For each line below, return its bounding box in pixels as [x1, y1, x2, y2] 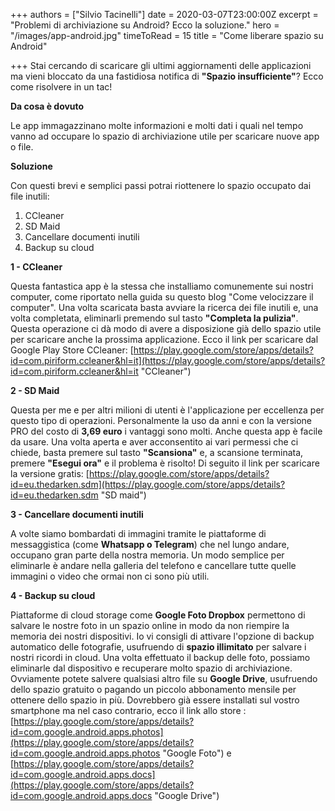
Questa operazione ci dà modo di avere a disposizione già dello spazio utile [10, 323, 322, 334]
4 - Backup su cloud [10, 590, 96, 601]
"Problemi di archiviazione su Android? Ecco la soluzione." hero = [10, 19, 280, 31]
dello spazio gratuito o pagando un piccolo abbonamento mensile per [10, 684, 297, 695]
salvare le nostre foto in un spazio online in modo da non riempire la [10, 620, 290, 631]
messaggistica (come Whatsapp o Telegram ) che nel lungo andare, [10, 539, 290, 550]
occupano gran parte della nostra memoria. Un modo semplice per [10, 549, 285, 561]
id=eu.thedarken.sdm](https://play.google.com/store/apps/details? [10, 479, 286, 490]
